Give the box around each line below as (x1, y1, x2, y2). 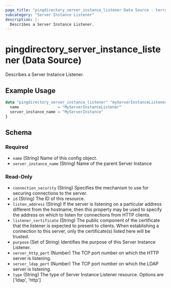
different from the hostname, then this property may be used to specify (12, 206, 162, 212)
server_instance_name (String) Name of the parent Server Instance (12, 160, 152, 166)
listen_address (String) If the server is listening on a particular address (12, 201, 162, 207)
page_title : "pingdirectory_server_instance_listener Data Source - (5, 7, 154, 13)
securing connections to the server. (12, 190, 88, 197)
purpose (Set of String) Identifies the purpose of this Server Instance (12, 239, 156, 245)
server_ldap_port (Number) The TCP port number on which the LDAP (12, 261, 159, 267)
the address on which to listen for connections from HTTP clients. (12, 212, 151, 218)
